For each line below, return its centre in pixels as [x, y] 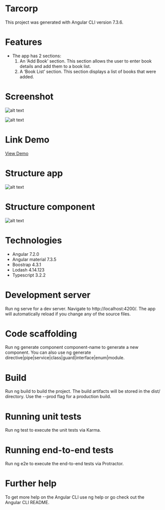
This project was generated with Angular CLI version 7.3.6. [64, 22]
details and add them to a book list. [55, 66]
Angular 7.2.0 [26, 254]
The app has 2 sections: [37, 56]
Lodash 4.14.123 [28, 270]
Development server [48, 295]
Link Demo [27, 140]
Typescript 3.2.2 [29, 275]
